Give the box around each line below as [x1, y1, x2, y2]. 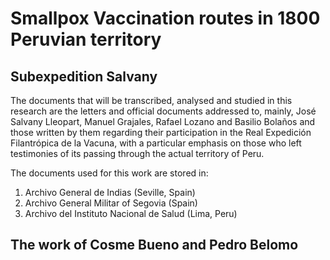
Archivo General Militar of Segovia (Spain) [24, 197, 198, 209]
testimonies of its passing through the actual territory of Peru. [10, 148, 265, 159]
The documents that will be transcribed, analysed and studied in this [10, 95, 293, 106]
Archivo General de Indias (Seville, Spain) [24, 187, 196, 198]
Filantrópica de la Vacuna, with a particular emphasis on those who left [10, 137, 302, 149]
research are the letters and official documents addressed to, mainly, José [10, 105, 317, 117]
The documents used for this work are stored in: [10, 167, 209, 179]
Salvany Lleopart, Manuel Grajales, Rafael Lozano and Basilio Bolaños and [10, 116, 316, 127]
